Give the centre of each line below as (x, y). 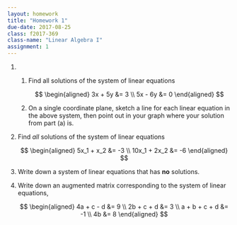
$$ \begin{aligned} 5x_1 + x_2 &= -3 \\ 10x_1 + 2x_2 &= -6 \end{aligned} (124, 150)
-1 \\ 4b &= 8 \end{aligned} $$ (124, 214)
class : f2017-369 (33, 34)
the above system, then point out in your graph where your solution (126, 115)
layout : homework (33, 14)
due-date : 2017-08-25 (39, 27)
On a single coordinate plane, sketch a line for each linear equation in (129, 108)
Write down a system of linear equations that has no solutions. (109, 172)
